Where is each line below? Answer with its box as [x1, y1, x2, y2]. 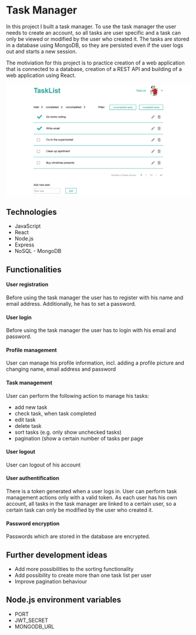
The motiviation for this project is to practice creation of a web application [6, 59, 185, 66]
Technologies [6, 207, 58, 217]
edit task [14, 416, 36, 423]
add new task [14, 403, 48, 411]
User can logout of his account [6, 461, 81, 468]
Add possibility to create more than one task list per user [14, 572, 152, 579]
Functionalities [6, 265, 62, 275]
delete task [14, 422, 42, 429]
